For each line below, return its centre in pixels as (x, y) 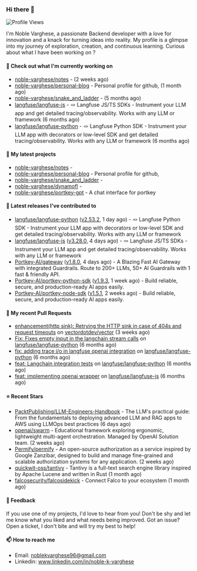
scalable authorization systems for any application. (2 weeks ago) (94, 462)
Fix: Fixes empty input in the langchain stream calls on (80, 339)
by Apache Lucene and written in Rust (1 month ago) (78, 474)
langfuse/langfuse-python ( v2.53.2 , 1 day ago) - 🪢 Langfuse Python (97, 219)
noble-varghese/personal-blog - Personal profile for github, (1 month (98, 86)
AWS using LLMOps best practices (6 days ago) (73, 424)
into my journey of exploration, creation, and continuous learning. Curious (96, 46)
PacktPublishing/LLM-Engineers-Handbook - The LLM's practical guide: (102, 412)
